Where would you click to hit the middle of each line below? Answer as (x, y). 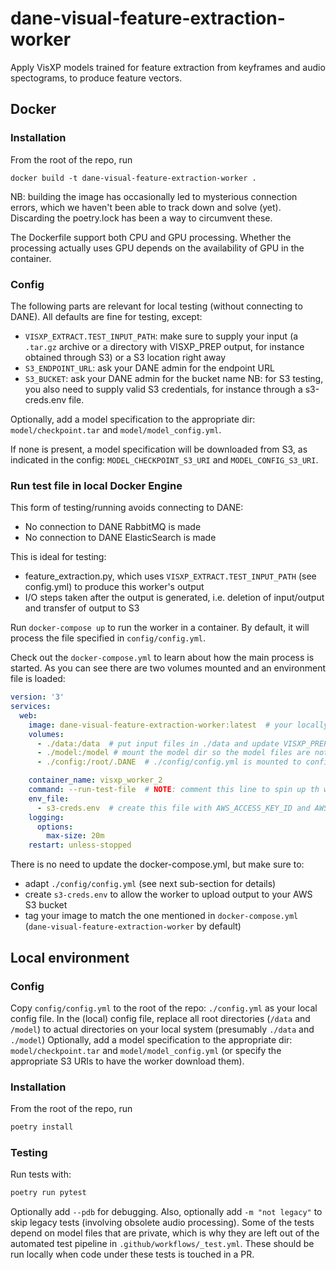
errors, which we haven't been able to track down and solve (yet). (146, 207)
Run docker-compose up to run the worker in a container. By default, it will (160, 628)
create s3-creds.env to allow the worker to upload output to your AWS (168, 894)
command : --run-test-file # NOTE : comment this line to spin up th (174, 790)
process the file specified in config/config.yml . (108, 638)
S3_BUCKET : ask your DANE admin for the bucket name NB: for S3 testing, (174, 378)
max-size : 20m (75, 836)
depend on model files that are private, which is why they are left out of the (165, 1233)
